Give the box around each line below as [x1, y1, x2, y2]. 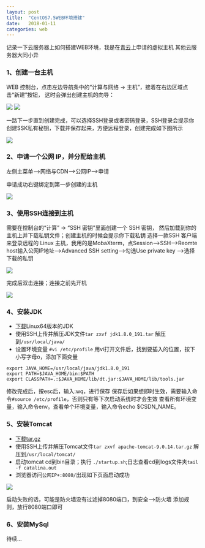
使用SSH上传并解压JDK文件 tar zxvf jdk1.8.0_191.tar [15, 330, 154, 338]
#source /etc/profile [12, 397, 67, 403]
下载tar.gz [15, 435, 41, 442]
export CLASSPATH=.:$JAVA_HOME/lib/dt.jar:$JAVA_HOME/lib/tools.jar [6, 376, 185, 382]
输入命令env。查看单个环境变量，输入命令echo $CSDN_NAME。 [17, 403, 179, 411]
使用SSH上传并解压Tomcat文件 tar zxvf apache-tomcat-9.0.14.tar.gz [15, 443, 193, 450]
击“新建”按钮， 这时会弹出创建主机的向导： [6, 91, 115, 98]
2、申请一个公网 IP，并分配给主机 [6, 153, 106, 161]
